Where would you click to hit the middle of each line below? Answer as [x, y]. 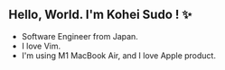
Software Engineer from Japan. [80, 36]
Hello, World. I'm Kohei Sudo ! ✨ [100, 15]
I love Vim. [41, 46]
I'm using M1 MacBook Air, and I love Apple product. [118, 55]
